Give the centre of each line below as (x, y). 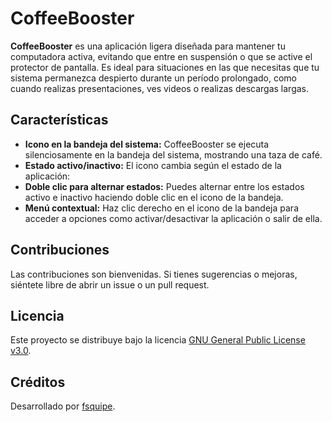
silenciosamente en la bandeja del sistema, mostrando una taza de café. (173, 154)
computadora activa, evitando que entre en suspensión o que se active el (161, 56)
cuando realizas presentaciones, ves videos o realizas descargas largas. (160, 88)
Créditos (38, 382)
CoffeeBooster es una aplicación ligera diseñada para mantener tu (148, 46)
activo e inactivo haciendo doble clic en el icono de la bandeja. (154, 197)
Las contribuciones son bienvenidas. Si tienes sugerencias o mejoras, (154, 274)
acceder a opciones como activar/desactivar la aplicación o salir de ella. (173, 218)
